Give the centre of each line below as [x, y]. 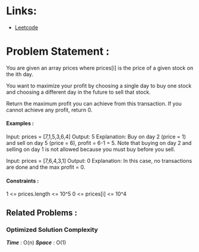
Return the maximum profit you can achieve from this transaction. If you [94, 103]
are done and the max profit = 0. [46, 167]
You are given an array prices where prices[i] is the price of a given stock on [100, 68]
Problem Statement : [58, 51]
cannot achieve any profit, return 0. [49, 110]
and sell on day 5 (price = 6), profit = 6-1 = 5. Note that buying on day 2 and [99, 143]
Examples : [20, 124]
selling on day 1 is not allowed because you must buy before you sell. [91, 149]
